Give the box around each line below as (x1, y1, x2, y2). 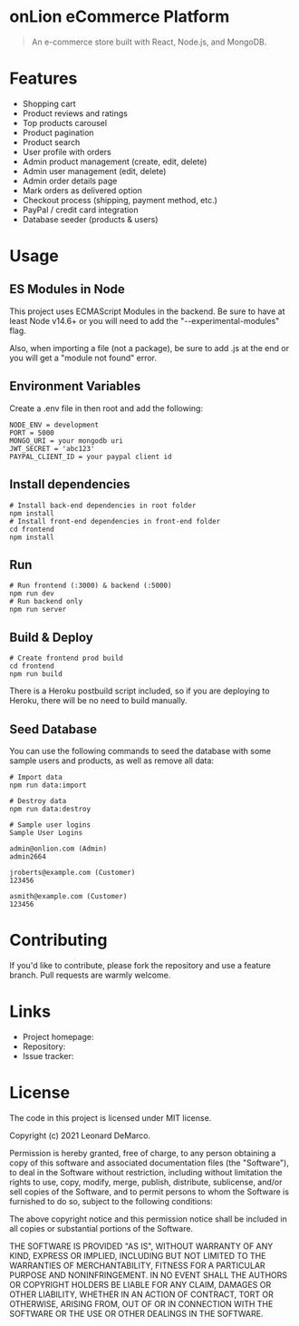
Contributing (9, 930, 108, 950)
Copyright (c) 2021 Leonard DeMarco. (9, 1130, 151, 1141)
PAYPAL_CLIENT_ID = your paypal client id (9, 452, 172, 461)
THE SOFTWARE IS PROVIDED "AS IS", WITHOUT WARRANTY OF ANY (9, 1241, 274, 1252)
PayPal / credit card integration (22, 204, 139, 215)
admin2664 (9, 851, 47, 861)
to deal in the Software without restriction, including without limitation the (9, 1166, 283, 1177)
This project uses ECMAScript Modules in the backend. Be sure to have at (9, 306, 285, 317)
